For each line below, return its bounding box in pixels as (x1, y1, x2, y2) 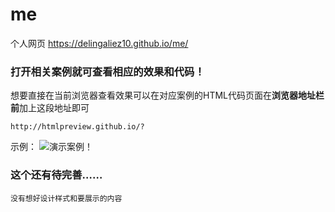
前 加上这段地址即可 (10, 102, 90, 114)
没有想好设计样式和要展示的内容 (10, 193, 123, 203)
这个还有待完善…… (10, 168, 103, 182)
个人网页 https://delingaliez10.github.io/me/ (10, 37, 189, 49)
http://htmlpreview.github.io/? (10, 122, 145, 132)
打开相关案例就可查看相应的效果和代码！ (10, 64, 205, 78)
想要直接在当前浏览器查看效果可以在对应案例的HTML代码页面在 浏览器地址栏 (10, 89, 325, 102)
